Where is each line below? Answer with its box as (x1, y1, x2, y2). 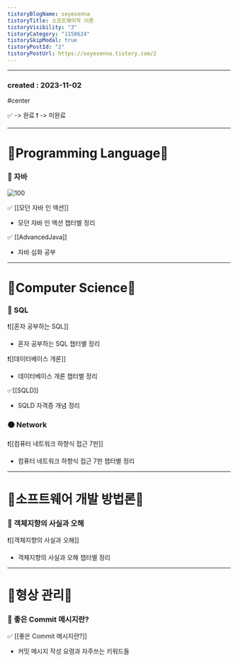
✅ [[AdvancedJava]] (7, 233, 67, 241)
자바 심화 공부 (17, 247, 56, 256)
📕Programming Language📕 (7, 145, 169, 161)
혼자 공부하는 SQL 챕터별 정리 (17, 339, 101, 348)
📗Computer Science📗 (7, 279, 136, 296)
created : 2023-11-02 (7, 80, 82, 90)
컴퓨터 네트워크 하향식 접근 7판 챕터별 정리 (17, 457, 135, 466)
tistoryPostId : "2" (7, 43, 65, 50)
